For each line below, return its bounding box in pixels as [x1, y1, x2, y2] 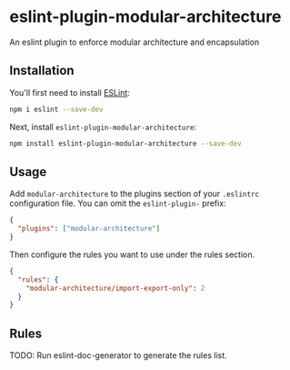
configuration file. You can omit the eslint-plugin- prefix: [9, 198, 226, 209]
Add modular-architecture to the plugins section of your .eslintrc [9, 189, 259, 200]
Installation [9, 63, 75, 78]
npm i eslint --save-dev [9, 105, 104, 114]
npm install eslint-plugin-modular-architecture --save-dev [9, 139, 243, 148]
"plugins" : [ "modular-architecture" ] [17, 224, 161, 233]
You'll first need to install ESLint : [9, 87, 130, 98]
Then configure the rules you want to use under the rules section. [9, 249, 255, 260]
